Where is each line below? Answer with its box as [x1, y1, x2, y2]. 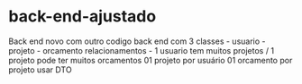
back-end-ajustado [8, 6, 157, 27]
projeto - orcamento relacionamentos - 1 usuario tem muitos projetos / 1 [8, 45, 275, 55]
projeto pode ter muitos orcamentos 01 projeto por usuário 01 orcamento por [8, 55, 293, 65]
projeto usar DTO [8, 64, 73, 75]
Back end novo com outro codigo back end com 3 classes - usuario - [8, 36, 266, 46]
